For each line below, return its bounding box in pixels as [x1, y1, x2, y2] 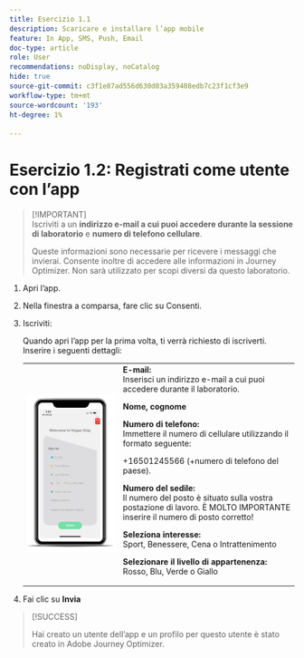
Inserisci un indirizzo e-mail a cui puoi [122, 373, 265, 384]
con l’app [9, 179, 80, 199]
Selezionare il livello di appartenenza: [122, 556, 268, 566]
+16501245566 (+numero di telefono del [122, 455, 279, 466]
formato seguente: [122, 438, 192, 449]
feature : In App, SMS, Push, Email [9, 34, 144, 43]
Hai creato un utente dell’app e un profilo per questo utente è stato [31, 629, 280, 640]
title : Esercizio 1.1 [9, 15, 91, 24]
